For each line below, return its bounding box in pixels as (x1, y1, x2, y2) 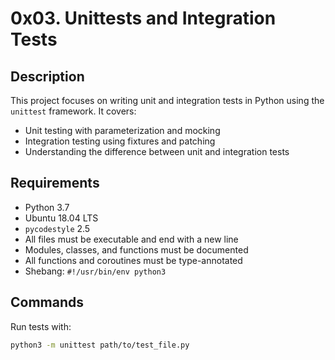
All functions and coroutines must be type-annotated (24, 254, 243, 266)
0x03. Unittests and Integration (10, 7, 277, 30)
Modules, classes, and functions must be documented (24, 243, 249, 256)
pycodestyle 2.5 (24, 222, 91, 234)
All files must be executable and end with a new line (24, 233, 239, 245)
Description (10, 68, 85, 85)
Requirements (10, 175, 100, 192)
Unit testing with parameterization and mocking (24, 125, 221, 136)
